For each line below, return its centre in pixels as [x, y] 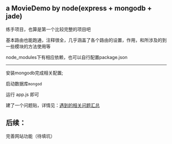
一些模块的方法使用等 [28, 46]
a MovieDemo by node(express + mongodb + [79, 8]
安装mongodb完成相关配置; [34, 73]
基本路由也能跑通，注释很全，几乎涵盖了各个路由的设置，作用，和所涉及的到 [86, 40]
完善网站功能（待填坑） [30, 136]
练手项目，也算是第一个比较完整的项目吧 [48, 29]
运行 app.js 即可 [22, 94]
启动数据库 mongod [24, 83]
